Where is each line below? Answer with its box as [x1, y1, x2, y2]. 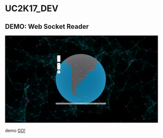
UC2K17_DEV [5, 3, 59, 14]
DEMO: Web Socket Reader [5, 22, 89, 31]
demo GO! [5, 128, 26, 134]
